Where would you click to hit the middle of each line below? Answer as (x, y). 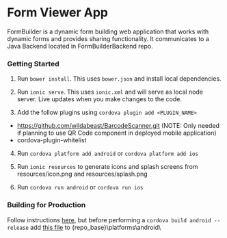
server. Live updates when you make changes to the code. (99, 99)
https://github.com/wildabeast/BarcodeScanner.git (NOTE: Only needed (118, 126)
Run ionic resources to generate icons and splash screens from (107, 167)
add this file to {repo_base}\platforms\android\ (96, 227)
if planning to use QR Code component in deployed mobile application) (117, 133)
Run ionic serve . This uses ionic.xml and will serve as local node (110, 92)
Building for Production (46, 205)
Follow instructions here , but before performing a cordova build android (109, 220)
